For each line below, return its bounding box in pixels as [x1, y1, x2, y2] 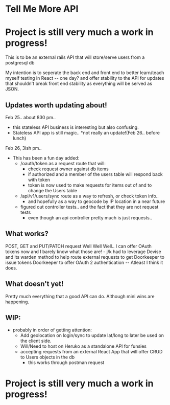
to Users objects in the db [20, 354, 75, 361]
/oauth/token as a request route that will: [20, 160, 106, 166]
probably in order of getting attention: [12, 327, 92, 333]
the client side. [20, 338, 52, 344]
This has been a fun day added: [12, 154, 80, 161]
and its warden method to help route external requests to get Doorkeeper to [5, 254, 165, 260]
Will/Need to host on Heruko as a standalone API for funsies [20, 343, 147, 349]
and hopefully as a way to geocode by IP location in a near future [28, 198, 165, 205]
